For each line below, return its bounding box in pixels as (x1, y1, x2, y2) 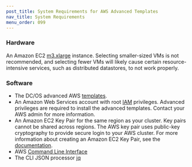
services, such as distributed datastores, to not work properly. (29, 64, 179, 71)
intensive (6, 64, 28, 71)
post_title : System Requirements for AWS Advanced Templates (6, 8, 159, 15)
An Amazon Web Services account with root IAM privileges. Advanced (14, 98, 185, 105)
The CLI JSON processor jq (14, 154, 81, 161)
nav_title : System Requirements (6, 14, 85, 20)
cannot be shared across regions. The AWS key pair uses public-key (14, 123, 180, 130)
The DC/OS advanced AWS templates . (14, 92, 107, 99)
